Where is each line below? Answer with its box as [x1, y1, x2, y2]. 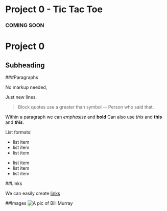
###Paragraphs [5, 74, 38, 81]
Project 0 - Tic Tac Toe [5, 4, 103, 15]
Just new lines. [5, 94, 37, 100]
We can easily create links [5, 190, 60, 197]
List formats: [5, 129, 32, 136]
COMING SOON [5, 22, 44, 29]
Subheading [5, 61, 45, 69]
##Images [5, 200, 27, 206]
